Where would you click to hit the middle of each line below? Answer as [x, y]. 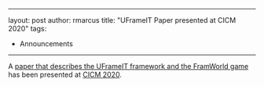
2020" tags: [27, 29]
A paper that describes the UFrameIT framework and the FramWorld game [128, 66]
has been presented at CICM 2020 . [65, 74]
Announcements [46, 43]
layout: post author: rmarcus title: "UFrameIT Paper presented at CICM [122, 20]
